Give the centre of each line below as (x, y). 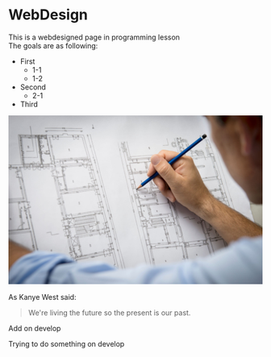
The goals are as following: (53, 45)
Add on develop (35, 328)
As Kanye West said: (42, 297)
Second (33, 87)
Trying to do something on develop (67, 343)
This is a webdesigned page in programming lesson (94, 37)
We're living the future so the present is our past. (109, 313)
